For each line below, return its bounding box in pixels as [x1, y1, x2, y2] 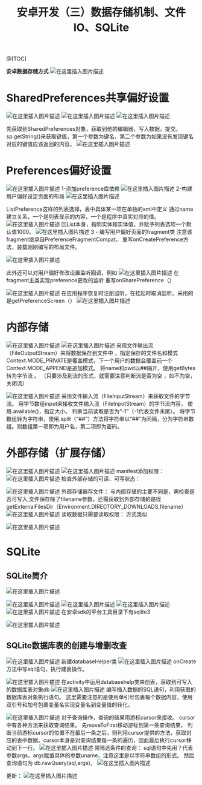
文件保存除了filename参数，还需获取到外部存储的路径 [29, 495, 162, 503]
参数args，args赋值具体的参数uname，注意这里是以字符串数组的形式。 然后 [6, 752, 195, 759]
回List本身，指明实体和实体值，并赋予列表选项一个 [61, 220, 187, 228]
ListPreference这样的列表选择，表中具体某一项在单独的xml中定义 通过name [6, 205, 194, 213]
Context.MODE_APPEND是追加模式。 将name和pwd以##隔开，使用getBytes [6, 365, 196, 371]
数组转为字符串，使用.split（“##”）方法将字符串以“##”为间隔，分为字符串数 [6, 416, 194, 422]
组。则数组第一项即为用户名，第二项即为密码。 [6, 423, 122, 430]
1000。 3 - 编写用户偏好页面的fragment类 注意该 [16, 228, 193, 236]
